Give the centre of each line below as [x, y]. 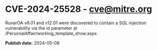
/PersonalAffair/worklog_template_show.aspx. [52, 33]
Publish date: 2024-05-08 [32, 43]
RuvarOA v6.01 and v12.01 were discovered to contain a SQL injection [76, 23]
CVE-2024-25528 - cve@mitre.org [79, 9]
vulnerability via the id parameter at [41, 28]
